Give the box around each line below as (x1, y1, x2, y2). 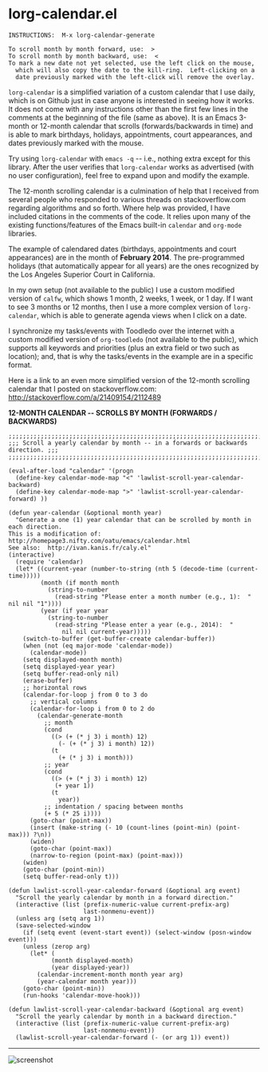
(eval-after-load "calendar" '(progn (8, 467, 134, 475)
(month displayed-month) (50, 956, 134, 964)
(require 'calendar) (15, 557, 84, 566)
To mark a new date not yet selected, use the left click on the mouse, (8, 59, 255, 67)
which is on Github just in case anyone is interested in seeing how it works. (8, 95, 255, 105)
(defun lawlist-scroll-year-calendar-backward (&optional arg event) (8, 1005, 245, 1014)
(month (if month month (40, 579, 120, 587)
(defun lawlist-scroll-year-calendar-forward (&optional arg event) (8, 887, 241, 895)
